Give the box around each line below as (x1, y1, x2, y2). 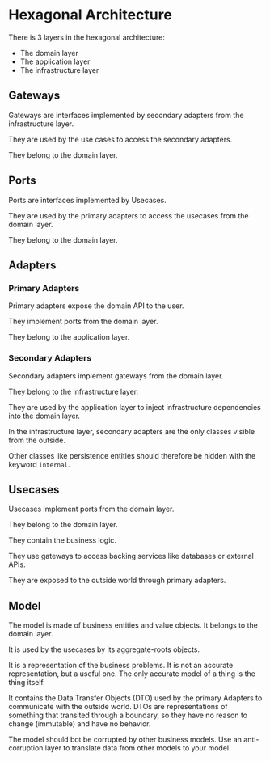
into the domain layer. (8, 411, 81, 421)
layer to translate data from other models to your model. (44, 743, 232, 753)
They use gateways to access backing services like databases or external (8, 552, 255, 561)
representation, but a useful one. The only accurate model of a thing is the (8, 669, 256, 679)
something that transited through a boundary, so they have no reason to (8, 710, 248, 721)
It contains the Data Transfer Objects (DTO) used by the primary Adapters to (8, 693, 263, 703)
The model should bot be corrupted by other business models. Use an (8, 734, 243, 745)
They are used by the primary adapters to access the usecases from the (8, 210, 249, 220)
